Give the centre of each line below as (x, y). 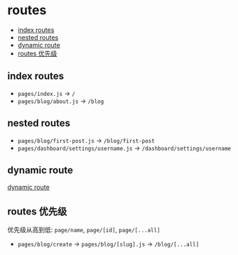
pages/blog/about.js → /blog (61, 101)
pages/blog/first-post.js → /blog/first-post (86, 140)
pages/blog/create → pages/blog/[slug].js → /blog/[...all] (108, 244)
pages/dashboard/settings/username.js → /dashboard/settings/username (124, 148)
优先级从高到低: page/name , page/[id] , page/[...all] (84, 230)
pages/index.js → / (47, 93)
